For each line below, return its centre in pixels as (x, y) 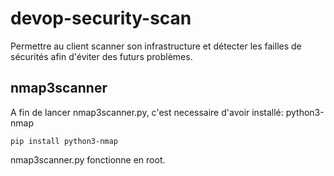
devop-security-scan (101, 18)
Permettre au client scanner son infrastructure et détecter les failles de (156, 46)
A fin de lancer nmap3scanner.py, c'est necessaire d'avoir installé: (147, 112)
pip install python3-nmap (64, 141)
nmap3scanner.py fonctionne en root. (88, 159)
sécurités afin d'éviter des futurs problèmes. (101, 56)
